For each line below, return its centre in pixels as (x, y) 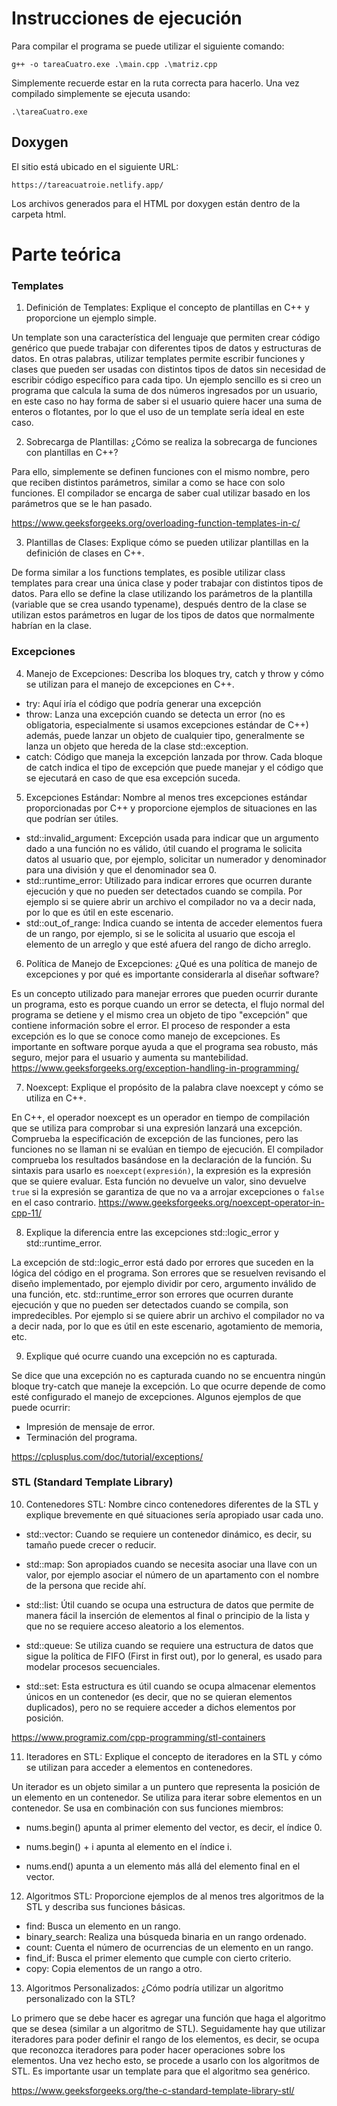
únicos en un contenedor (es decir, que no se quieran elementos (159, 1696)
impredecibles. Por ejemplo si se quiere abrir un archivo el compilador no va (168, 1315)
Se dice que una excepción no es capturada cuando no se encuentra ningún (168, 1375)
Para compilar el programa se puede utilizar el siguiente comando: (148, 46)
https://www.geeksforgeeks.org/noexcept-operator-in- (211, 1202)
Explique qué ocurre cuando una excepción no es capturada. (151, 1356)
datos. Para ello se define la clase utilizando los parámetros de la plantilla (162, 594)
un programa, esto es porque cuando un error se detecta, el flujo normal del (168, 1004)
